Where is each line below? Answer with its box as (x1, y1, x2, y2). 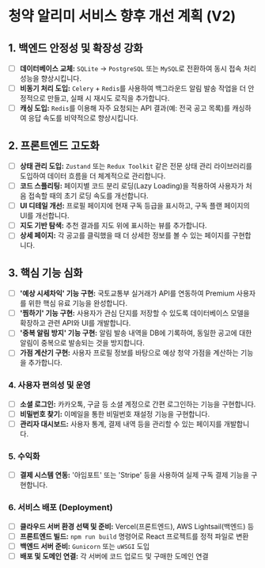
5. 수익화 (8, 451, 40, 462)
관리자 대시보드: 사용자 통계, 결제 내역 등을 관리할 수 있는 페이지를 (19, 419, 222, 429)
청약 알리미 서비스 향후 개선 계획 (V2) (8, 7, 237, 25)
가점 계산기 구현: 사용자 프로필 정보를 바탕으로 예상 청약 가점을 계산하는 (19, 348, 239, 357)
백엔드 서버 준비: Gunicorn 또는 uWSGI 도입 (19, 541, 150, 551)
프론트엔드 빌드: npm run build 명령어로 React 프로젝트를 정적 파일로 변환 (19, 532, 249, 541)
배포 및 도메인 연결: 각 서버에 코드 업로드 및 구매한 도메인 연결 (19, 551, 209, 561)
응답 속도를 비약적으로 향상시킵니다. (28, 113, 138, 123)
